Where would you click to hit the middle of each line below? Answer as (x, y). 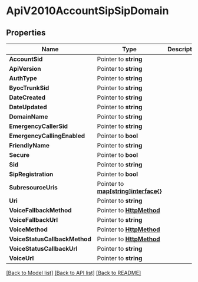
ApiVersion (25, 69)
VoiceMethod (29, 229)
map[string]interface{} (129, 191)
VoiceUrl (22, 258)
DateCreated (27, 97)
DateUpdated (28, 107)
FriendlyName (29, 145)
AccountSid (26, 59)
